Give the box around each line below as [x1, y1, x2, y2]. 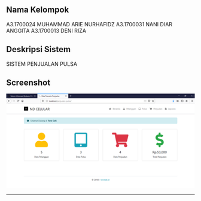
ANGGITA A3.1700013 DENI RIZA [6, 27, 87, 34]
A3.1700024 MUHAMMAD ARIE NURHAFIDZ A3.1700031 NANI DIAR [6, 20, 172, 28]
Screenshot [6, 78, 51, 88]
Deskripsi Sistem [6, 44, 71, 54]
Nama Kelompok [6, 5, 69, 15]
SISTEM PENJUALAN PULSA [6, 60, 78, 68]
